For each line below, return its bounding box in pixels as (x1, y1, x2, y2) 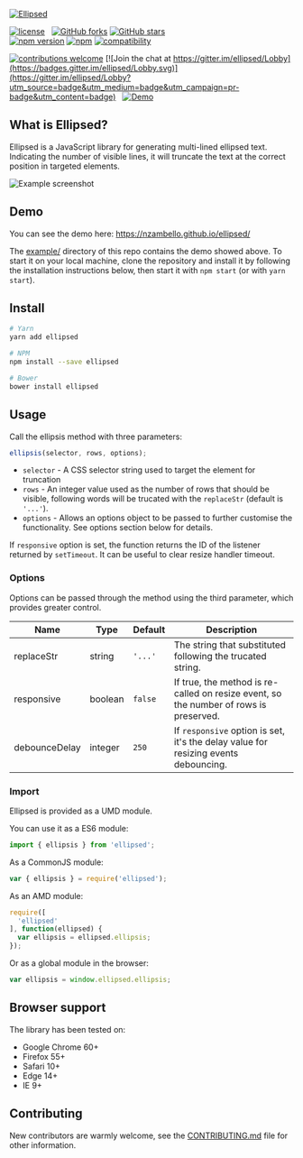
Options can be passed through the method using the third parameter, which (9, 592, 294, 603)
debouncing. (174, 758, 228, 770)
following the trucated (174, 649, 268, 662)
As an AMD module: (9, 890, 84, 901)
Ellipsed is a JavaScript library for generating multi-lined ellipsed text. (9, 141, 268, 152)
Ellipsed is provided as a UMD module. (9, 805, 153, 816)
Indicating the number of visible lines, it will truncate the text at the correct (9, 151, 286, 161)
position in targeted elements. (9, 161, 120, 171)
